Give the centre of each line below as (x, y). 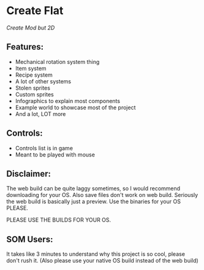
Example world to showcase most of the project (75, 107)
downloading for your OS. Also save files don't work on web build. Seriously (102, 195)
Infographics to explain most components (68, 101)
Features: (25, 47)
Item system (31, 68)
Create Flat (35, 11)
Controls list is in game (44, 148)
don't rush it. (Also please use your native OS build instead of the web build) (103, 261)
